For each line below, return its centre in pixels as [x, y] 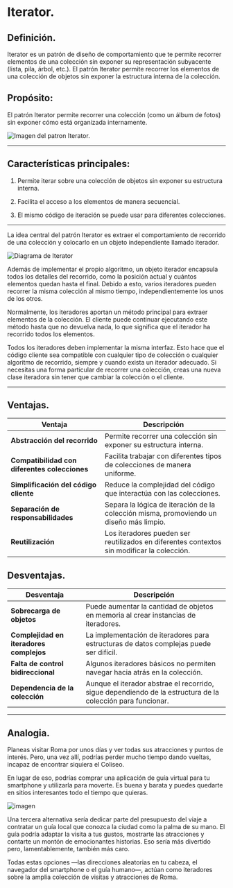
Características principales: [69, 164]
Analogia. [28, 733]
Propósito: [30, 98]
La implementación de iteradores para [147, 635]
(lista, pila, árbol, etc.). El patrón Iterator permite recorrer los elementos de [113, 69]
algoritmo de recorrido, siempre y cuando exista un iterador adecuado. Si [112, 362]
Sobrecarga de [36, 611]
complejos [28, 652]
